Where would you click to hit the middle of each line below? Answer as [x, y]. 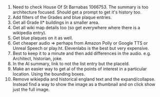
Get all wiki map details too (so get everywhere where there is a [76, 28]
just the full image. [31, 89]
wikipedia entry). [29, 33]
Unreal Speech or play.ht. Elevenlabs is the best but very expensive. [81, 48]
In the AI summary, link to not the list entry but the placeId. [71, 64]
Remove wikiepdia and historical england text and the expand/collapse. [84, 79]
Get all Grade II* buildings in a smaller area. [56, 22]
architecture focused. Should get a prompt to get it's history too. [77, 12]
